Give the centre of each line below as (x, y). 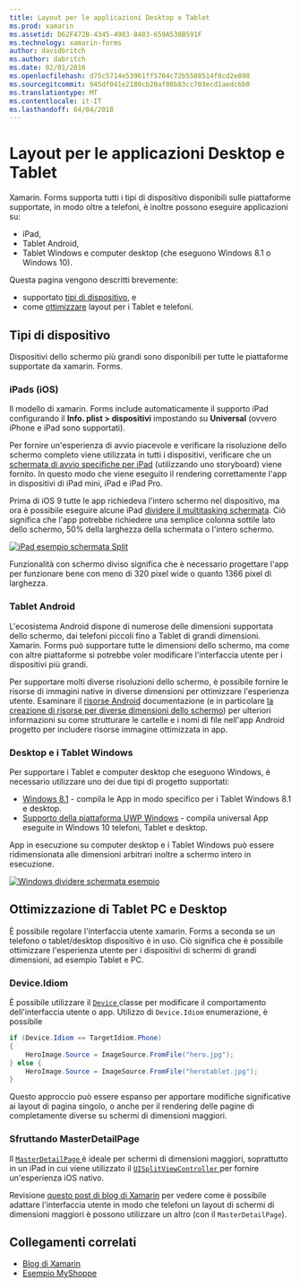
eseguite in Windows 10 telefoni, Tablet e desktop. (115, 827)
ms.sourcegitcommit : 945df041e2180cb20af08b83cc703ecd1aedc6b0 (130, 84)
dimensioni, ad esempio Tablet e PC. (77, 960)
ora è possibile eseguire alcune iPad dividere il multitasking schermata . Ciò (148, 510)
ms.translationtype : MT (54, 92)
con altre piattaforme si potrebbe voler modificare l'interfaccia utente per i (146, 655)
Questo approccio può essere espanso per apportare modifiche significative (150, 1097)
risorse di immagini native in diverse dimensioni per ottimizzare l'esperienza (149, 691)
